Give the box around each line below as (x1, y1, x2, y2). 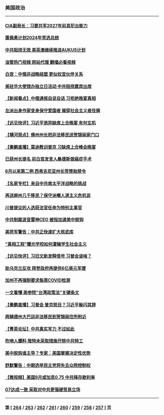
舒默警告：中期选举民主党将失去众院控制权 (5, 362, 91, 368)
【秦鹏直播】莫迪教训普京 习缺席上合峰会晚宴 (5, 144, 96, 150)
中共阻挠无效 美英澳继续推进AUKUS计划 (5, 47, 86, 53)
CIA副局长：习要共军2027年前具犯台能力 (5, 23, 88, 28)
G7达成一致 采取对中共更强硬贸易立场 (5, 386, 81, 392)
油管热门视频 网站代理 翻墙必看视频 (5, 59, 76, 65)
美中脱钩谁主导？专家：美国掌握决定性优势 (5, 350, 91, 356)
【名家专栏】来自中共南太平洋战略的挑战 (5, 180, 86, 186)
